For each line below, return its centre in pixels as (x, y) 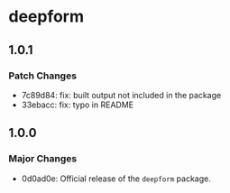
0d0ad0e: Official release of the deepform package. (116, 179)
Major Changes (43, 159)
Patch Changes (43, 76)
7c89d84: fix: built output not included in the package (121, 95)
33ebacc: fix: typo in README (78, 105)
